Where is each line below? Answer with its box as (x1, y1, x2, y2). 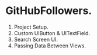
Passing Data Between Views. (13, 42, 86, 49)
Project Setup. (13, 23, 49, 30)
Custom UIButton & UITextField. (13, 29, 91, 36)
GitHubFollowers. (5, 4, 92, 18)
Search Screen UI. (13, 36, 58, 43)
